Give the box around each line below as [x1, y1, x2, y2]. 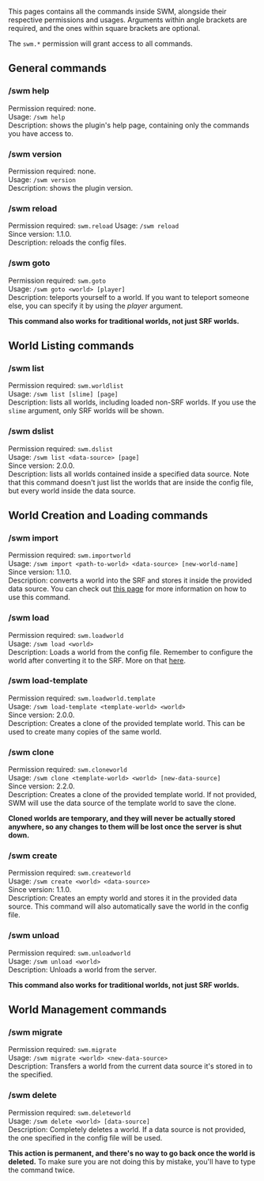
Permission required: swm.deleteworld [8, 1107, 131, 1117]
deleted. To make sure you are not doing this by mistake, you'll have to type [8, 1156, 256, 1166]
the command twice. [8, 1165, 75, 1175]
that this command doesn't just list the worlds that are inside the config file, [8, 477, 254, 487]
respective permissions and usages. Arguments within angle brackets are [8, 15, 247, 25]
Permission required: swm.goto [8, 275, 107, 285]
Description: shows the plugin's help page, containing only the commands [8, 120, 250, 130]
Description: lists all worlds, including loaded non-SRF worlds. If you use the [8, 397, 257, 407]
